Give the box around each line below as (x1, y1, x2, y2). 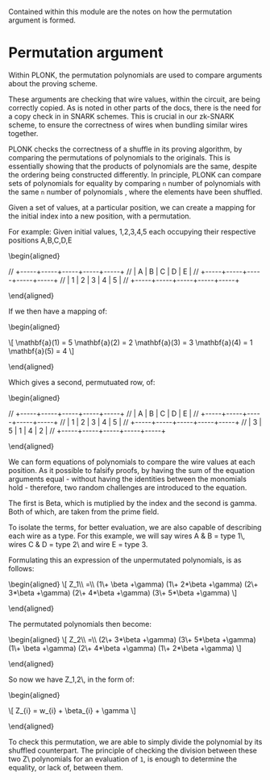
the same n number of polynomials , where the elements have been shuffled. (8, 187, 263, 197)
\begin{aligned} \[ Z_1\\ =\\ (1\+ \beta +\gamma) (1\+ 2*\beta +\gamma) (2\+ (8, 579, 259, 589)
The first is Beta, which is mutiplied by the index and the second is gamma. (8, 498, 257, 508)
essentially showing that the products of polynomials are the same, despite (8, 161, 258, 171)
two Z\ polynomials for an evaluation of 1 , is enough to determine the (8, 753, 238, 764)
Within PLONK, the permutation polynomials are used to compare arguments (8, 70, 263, 80)
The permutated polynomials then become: (8, 619, 152, 629)
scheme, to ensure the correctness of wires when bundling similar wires (8, 120, 248, 130)
